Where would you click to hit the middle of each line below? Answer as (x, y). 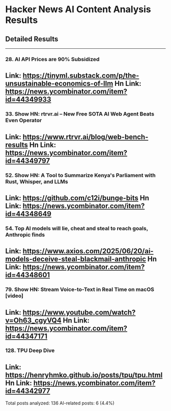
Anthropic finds (25, 234)
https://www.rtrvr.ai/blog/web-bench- (85, 137)
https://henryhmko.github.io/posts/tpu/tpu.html (84, 375)
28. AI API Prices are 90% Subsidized (52, 59)
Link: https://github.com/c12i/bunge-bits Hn (77, 198)
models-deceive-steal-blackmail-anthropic (76, 259)
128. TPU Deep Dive (30, 350)
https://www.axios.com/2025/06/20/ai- (88, 251)
